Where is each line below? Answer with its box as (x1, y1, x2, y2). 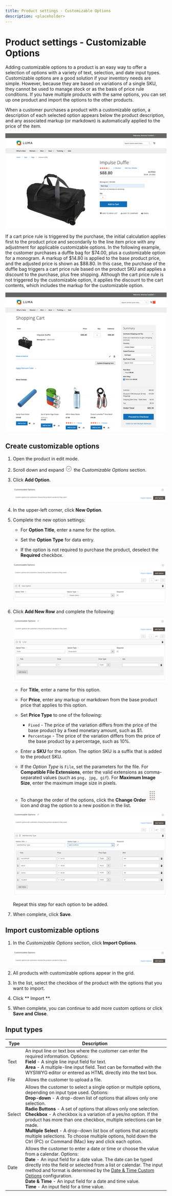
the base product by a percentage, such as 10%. (28, 738, 131, 744)
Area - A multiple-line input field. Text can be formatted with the (25, 1064, 162, 1070)
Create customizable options (5, 442, 100, 451)
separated (20, 774, 42, 780)
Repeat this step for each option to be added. (12, 901, 109, 907)
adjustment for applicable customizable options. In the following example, (5, 244, 161, 251)
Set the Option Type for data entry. (20, 536, 95, 543)
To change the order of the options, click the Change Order (20, 797, 146, 803)
